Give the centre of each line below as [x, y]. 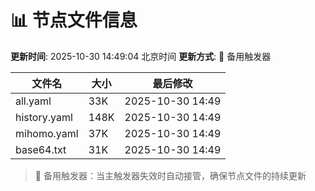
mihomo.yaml [47, 133]
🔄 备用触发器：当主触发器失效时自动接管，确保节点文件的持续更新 [170, 175]
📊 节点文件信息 [74, 20]
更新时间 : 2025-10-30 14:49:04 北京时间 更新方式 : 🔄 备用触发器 [141, 56]
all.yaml [33, 101]
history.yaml [44, 117]
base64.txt [41, 149]
